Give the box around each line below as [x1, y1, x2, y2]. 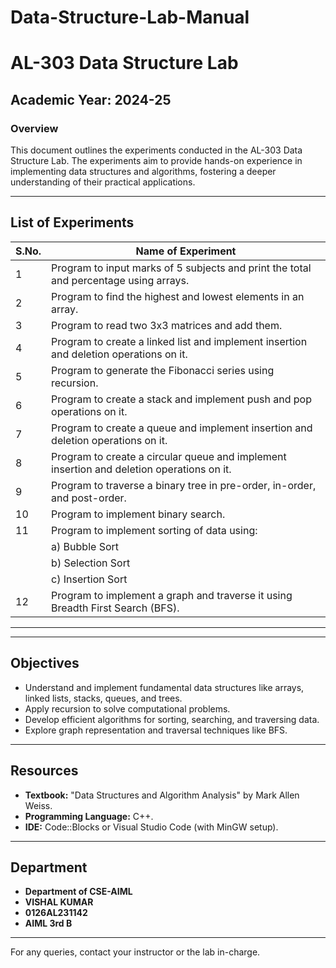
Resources [10, 762, 79, 780]
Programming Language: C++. [24, 810, 154, 822]
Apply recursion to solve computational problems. [24, 702, 231, 715]
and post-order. [51, 491, 127, 505]
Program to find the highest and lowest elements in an [51, 289, 305, 303]
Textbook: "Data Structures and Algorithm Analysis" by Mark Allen [24, 789, 300, 801]
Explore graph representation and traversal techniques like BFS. [24, 724, 288, 736]
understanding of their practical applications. [10, 176, 196, 188]
